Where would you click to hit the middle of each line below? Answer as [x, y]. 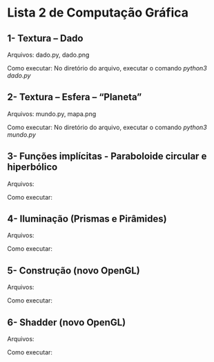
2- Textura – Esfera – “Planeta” [75, 97]
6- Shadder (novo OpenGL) [67, 322]
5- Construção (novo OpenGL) [74, 270]
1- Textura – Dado [45, 38]
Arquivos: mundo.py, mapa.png [52, 114]
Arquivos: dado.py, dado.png [48, 55]
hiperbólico [32, 167]
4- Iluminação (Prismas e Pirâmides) [87, 219]
